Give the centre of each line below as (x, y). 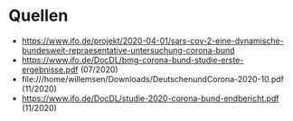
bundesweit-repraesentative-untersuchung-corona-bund (128, 50)
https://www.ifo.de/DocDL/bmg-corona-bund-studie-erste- (132, 60)
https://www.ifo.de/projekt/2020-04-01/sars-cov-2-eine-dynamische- (152, 41)
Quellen (38, 16)
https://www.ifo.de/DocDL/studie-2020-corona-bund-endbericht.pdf (150, 98)
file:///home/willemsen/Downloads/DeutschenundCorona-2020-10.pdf (152, 79)
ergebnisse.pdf (50, 70)
